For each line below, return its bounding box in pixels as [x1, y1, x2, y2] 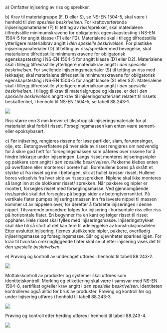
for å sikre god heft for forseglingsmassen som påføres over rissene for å [5, 149, 156, 154]
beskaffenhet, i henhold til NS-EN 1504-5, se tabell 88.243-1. [5, 99, 131, 104]
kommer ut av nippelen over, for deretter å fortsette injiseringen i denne [5, 201, 152, 207]
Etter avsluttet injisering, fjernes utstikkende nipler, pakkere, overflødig [5, 228, 151, 234]
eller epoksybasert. [5, 128, 45, 134]
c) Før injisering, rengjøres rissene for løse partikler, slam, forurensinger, [5, 138, 154, 144]
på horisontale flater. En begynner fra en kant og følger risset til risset [5, 212, 148, 218]
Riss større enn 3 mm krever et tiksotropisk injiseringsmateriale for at [5, 118, 147, 124]
